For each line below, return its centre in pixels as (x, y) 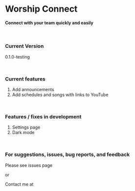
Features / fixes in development (43, 116)
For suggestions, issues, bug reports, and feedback (67, 154)
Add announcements (33, 89)
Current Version (24, 46)
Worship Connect (41, 9)
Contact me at (19, 184)
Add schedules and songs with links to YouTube (60, 95)
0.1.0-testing (18, 57)
